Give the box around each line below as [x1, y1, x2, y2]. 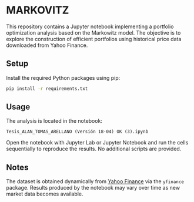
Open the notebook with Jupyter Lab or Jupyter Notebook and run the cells [6, 139, 189, 146]
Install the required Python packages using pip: [6, 74, 121, 81]
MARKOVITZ [6, 4, 69, 17]
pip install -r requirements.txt [6, 86, 88, 92]
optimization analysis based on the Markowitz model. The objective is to [6, 29, 181, 36]
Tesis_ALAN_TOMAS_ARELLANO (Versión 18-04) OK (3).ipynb [6, 129, 149, 135]
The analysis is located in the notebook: [6, 117, 103, 124]
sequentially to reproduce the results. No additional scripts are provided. [6, 145, 182, 153]
